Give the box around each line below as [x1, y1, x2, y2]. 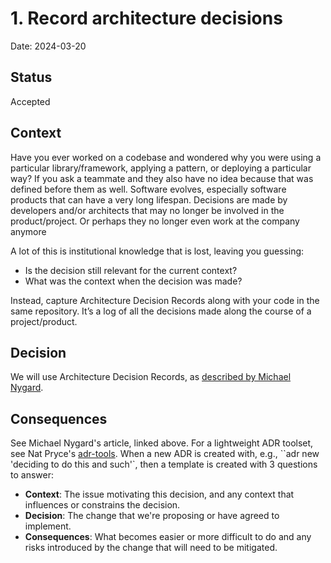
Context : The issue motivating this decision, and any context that [24, 488, 295, 501]
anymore [10, 225, 47, 237]
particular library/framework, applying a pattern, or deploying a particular [10, 162, 312, 174]
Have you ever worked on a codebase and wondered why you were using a [10, 151, 322, 163]
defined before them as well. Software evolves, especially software [10, 183, 287, 195]
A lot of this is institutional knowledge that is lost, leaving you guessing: [10, 245, 305, 257]
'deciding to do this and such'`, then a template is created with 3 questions [10, 458, 318, 471]
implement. [24, 520, 72, 532]
